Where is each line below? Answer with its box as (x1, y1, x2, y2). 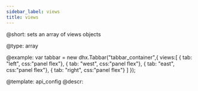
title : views (6, 14, 39, 20)
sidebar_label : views (6, 8, 60, 15)
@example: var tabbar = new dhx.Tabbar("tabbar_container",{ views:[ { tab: (6, 54, 193, 61)
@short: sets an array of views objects (6, 30, 101, 37)
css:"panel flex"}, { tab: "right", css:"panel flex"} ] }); (6, 66, 136, 73)
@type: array (6, 42, 39, 49)
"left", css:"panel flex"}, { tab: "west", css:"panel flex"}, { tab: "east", (6, 60, 175, 67)
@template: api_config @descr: (6, 78, 84, 85)
